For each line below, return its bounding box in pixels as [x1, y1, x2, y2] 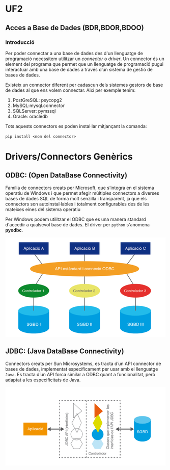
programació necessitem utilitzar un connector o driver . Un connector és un [5, 56, 164, 62]
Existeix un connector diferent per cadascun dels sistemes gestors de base [5, 82, 163, 88]
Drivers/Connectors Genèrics [5, 151, 133, 163]
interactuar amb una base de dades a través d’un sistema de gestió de [5, 66, 153, 72]
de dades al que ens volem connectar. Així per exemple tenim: [5, 87, 136, 93]
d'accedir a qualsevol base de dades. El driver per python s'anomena [5, 221, 150, 227]
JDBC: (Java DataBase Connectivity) [5, 347, 124, 356]
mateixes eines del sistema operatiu [5, 206, 80, 212]
